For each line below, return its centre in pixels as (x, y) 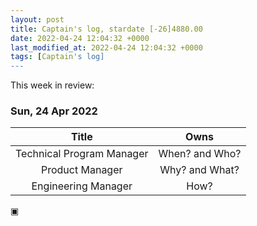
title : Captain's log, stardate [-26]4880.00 (106, 29)
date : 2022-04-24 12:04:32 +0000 (80, 38)
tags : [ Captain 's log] (57, 57)
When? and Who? (200, 154)
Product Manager (81, 170)
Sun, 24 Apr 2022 (54, 111)
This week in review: (52, 85)
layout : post (37, 19)
